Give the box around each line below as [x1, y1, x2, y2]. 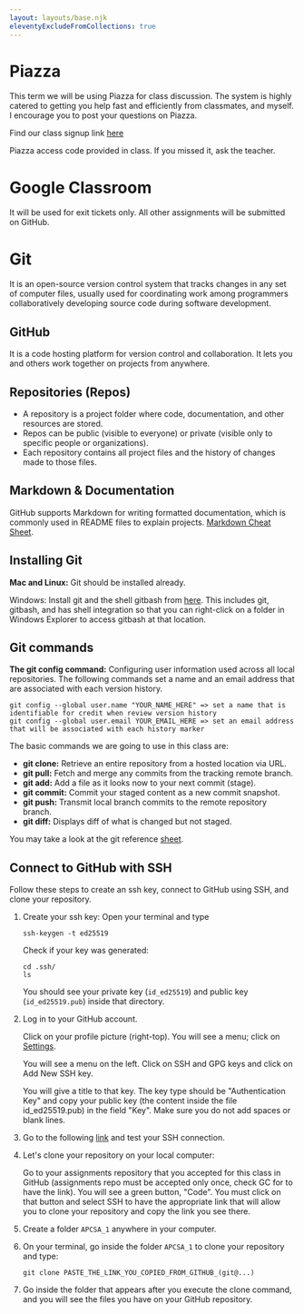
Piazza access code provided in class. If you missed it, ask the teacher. [9, 145, 276, 156]
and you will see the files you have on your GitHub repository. [22, 1294, 253, 1305]
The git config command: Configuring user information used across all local [9, 664, 295, 675]
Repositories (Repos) [9, 384, 132, 400]
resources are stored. [22, 418, 103, 429]
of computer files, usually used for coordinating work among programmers [9, 288, 289, 300]
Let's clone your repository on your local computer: [22, 1150, 215, 1161]
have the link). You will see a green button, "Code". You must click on [22, 1187, 281, 1198]
